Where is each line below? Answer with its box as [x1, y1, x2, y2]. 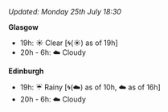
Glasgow [8, 23, 39, 31]
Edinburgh [8, 66, 44, 76]
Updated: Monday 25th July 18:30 [8, 7, 122, 16]
